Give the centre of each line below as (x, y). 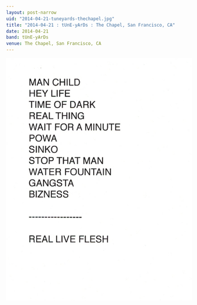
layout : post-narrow (32, 12)
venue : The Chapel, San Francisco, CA (54, 44)
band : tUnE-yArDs (27, 37)
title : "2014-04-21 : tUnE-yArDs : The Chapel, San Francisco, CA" (91, 25)
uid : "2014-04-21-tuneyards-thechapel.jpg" (60, 19)
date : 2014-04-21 (27, 31)
